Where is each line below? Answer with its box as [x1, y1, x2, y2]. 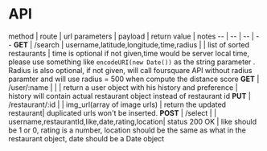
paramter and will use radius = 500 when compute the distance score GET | [8, 74, 260, 84]
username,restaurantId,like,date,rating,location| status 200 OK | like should [8, 116, 257, 126]
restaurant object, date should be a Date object [8, 133, 165, 143]
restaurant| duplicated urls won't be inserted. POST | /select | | [8, 108, 217, 117]
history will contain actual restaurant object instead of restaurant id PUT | [8, 91, 251, 100]
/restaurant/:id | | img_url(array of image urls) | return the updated [8, 100, 227, 109]
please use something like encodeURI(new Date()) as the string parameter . [8, 57, 256, 67]
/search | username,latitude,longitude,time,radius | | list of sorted [34, 39, 250, 49]
